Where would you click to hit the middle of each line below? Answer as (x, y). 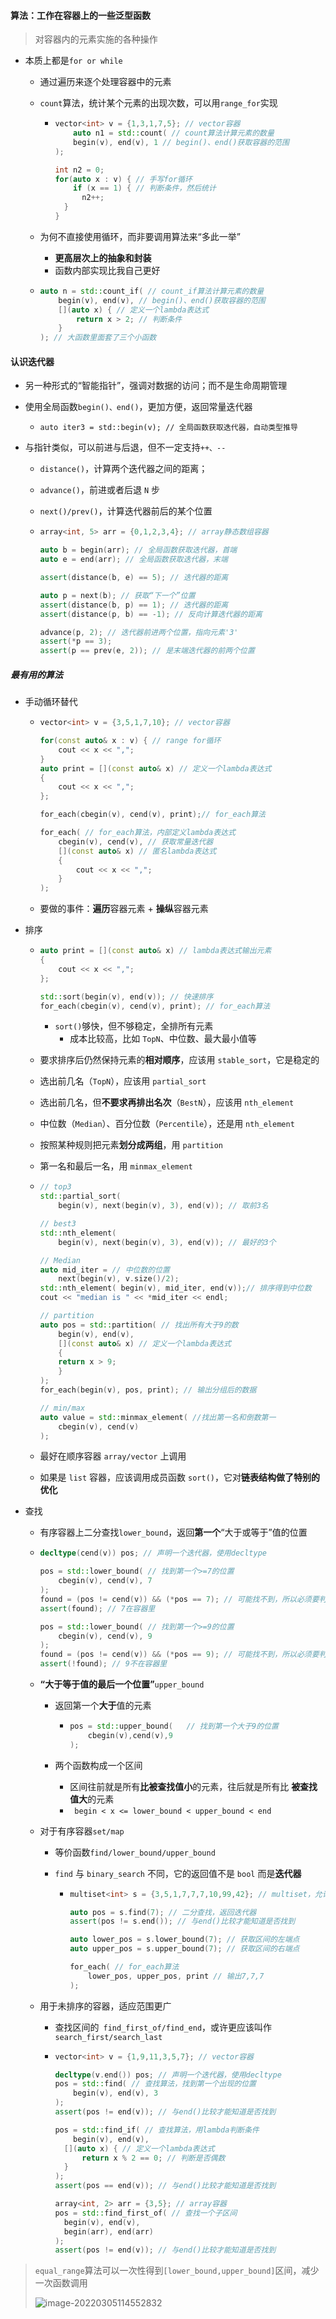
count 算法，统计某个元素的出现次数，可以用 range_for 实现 (158, 103)
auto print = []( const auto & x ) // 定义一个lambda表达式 (155, 768)
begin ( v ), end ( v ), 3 (116, 2093)
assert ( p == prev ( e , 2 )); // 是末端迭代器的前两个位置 (147, 651)
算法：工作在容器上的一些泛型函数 (80, 15)
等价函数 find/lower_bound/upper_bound (135, 1852)
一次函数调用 (61, 2283)
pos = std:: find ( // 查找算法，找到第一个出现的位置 (155, 2084)
